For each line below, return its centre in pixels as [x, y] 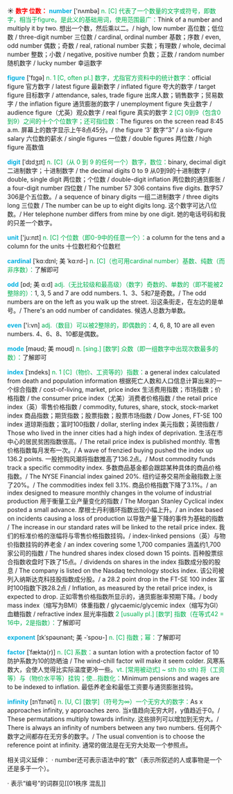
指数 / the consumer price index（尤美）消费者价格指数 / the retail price [115, 398]
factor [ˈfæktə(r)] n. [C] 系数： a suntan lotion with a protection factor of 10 [113, 652]
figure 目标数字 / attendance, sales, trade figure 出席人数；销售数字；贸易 [112, 95]
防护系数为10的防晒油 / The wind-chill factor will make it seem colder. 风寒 [113, 661]
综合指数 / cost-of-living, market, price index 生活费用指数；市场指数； [114, 389]
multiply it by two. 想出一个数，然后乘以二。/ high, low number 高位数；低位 [115, 28]
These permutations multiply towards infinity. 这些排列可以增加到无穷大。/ [113, 719]
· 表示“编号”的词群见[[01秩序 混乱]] [57, 783]
